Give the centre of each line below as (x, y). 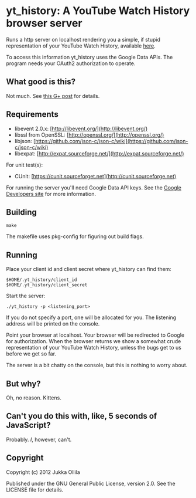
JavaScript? (28, 426)
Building (21, 212)
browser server (44, 23)
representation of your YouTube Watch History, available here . (81, 46)
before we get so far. (31, 354)
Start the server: (26, 296)
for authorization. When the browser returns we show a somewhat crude (94, 341)
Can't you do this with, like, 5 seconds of (82, 416)
